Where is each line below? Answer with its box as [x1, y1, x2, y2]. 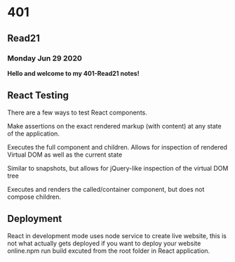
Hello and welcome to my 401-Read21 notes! [7, 69, 140, 77]
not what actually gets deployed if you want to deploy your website [7, 239, 201, 247]
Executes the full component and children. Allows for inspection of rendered [7, 143, 228, 151]
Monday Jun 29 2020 [7, 53, 82, 63]
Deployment [7, 213, 62, 225]
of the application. [7, 129, 60, 138]
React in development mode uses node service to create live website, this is [7, 231, 227, 240]
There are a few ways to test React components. [7, 108, 147, 117]
